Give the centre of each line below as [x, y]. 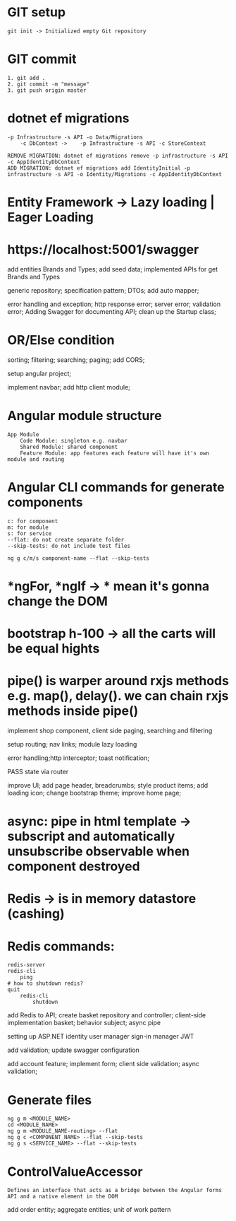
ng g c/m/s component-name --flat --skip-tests [79, 558]
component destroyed [74, 866]
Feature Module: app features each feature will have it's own [115, 453]
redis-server [26, 965]
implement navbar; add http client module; [69, 387]
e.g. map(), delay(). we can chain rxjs [118, 696]
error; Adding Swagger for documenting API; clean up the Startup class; [112, 311]
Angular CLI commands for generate [116, 487]
